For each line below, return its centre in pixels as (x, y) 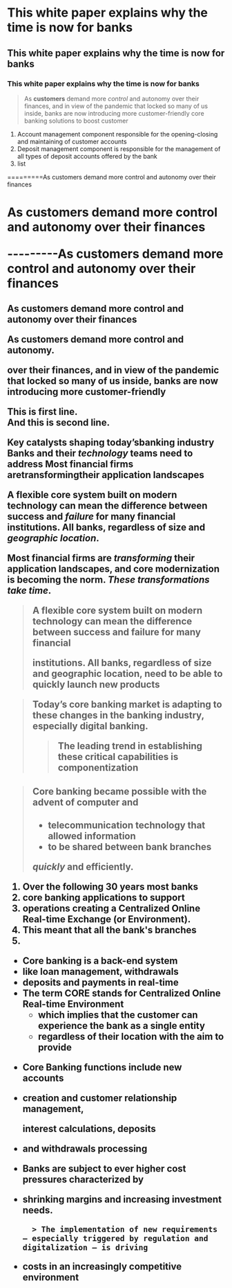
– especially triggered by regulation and (115, 1238)
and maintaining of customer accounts (72, 141)
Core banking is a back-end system (100, 961)
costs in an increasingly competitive (102, 1266)
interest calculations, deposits (89, 1128)
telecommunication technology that (127, 825)
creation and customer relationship (100, 1098)
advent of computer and (85, 802)
